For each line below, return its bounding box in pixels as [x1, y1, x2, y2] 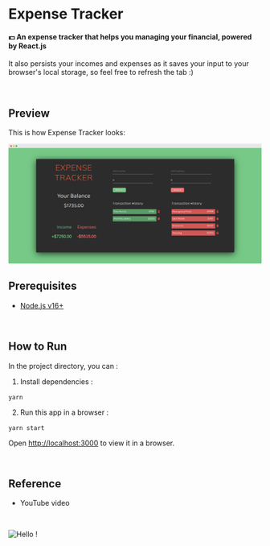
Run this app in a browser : [19, 407, 109, 417]
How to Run [8, 340, 67, 354]
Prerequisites [8, 279, 77, 293]
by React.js [8, 41, 47, 51]
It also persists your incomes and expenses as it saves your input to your [8, 59, 249, 68]
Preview [8, 106, 51, 120]
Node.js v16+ [19, 300, 64, 310]
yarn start [8, 424, 45, 432]
